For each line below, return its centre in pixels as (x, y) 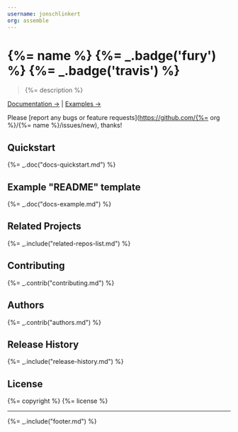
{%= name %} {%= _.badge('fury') (112, 56)
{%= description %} (54, 90)
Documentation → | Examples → (54, 104)
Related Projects (44, 227)
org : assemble (28, 21)
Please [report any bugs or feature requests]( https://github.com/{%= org (114, 118)
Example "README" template (74, 187)
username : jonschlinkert (44, 14)
